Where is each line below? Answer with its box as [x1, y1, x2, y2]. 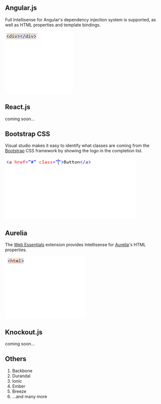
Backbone [12, 368, 32, 373]
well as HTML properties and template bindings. [5, 22, 101, 28]
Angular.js [5, 4, 37, 12]
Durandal [12, 373, 31, 379]
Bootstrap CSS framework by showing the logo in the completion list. [5, 148, 143, 154]
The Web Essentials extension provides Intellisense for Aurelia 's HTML [5, 242, 146, 248]
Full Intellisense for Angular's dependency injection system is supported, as [5, 16, 156, 22]
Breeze [12, 388, 27, 394]
